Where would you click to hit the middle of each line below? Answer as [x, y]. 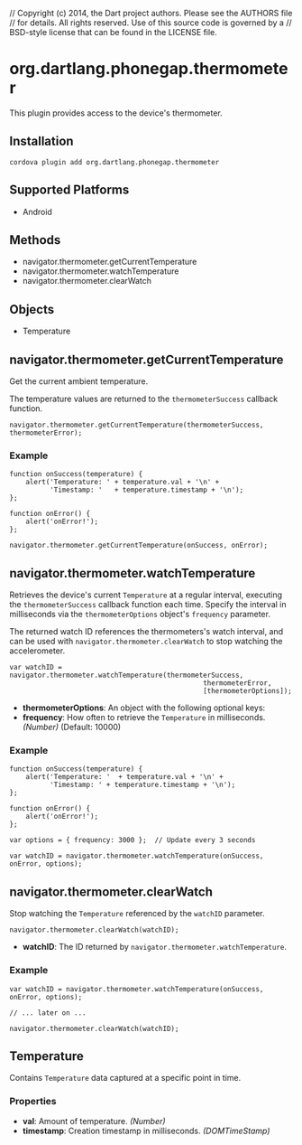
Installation [41, 141]
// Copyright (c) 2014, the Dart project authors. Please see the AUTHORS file [151, 13]
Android [37, 211]
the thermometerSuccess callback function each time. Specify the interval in [148, 605]
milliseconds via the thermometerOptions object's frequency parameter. [140, 615]
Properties [33, 1102]
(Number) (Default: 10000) [72, 727]
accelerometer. [37, 651]
